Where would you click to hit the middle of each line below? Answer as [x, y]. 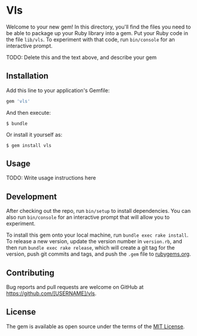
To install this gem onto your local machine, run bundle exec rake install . [97, 235]
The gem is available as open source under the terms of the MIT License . [96, 326]
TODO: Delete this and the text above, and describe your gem [82, 57]
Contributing [30, 273]
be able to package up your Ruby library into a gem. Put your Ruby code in [97, 33]
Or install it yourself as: [34, 134]
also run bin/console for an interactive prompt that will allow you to [88, 217]
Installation [27, 76]
